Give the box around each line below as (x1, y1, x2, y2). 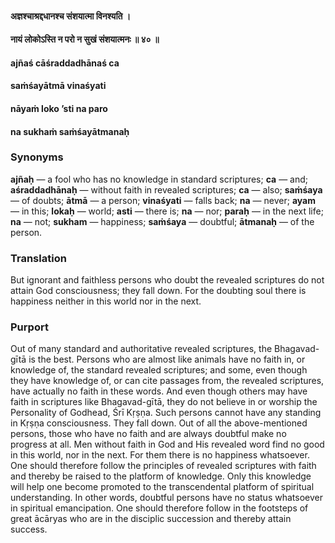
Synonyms (10, 150, 64, 164)
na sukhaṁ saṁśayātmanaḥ (10, 125, 130, 137)
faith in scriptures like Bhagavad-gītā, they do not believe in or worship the (10, 396, 318, 408)
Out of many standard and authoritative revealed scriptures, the (10, 343, 273, 355)
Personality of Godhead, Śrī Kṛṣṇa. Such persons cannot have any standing (10, 407, 322, 419)
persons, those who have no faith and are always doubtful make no (10, 428, 287, 440)
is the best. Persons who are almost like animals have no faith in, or (28, 353, 306, 366)
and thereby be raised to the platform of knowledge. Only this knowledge (10, 470, 312, 482)
